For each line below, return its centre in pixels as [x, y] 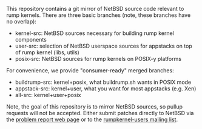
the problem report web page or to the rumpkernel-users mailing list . [92, 119]
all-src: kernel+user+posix [48, 95]
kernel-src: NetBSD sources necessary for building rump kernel [94, 33]
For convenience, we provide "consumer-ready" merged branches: [90, 71]
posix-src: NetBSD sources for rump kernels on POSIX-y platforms [98, 59]
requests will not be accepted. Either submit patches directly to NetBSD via [100, 113]
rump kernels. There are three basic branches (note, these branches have [99, 15]
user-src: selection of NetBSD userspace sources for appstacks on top [103, 46]
